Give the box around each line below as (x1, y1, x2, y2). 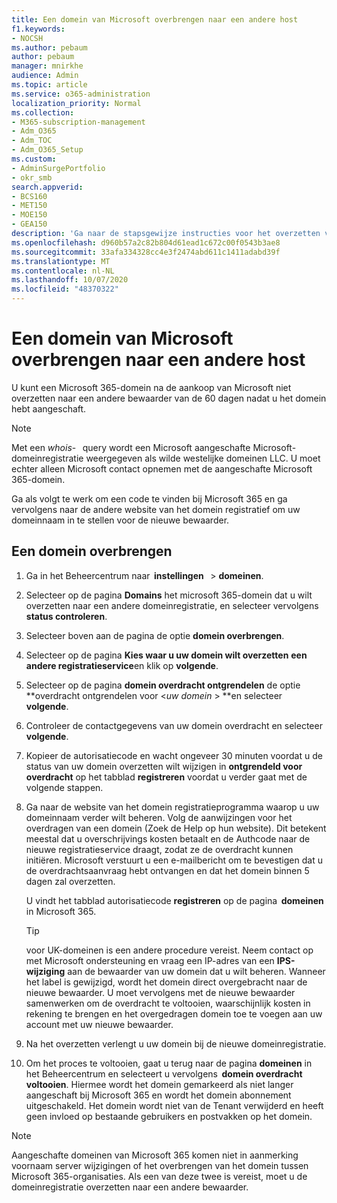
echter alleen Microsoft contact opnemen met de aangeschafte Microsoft (11, 462, 313, 475)
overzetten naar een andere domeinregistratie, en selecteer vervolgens (25, 599, 319, 611)
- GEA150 (11, 219, 48, 230)
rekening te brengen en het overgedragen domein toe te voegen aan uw (25, 1007, 323, 1020)
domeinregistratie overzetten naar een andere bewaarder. (11, 1181, 249, 1193)
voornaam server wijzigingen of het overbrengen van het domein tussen (11, 1159, 309, 1171)
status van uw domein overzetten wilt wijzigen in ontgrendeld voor (25, 760, 303, 772)
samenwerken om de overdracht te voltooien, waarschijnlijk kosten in (25, 997, 311, 1009)
